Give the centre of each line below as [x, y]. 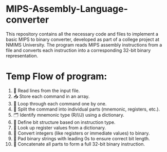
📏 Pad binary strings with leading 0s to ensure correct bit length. [82, 138]
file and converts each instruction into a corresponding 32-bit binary [78, 50]
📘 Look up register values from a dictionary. [60, 127]
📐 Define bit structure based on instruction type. [64, 122]
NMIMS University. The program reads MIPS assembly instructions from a [84, 45]
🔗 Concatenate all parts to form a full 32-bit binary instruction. [79, 144]
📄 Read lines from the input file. [47, 91]
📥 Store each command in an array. [51, 96]
